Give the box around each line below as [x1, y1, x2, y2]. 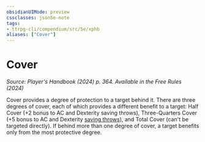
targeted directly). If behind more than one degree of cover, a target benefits [6, 122, 199, 130]
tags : [6, 20, 20, 26]
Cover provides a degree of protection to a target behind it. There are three [6, 96, 196, 104]
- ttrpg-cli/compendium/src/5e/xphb [6, 26, 100, 32]
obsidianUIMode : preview [6, 9, 70, 15]
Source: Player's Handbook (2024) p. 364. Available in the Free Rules [6, 78, 182, 85]
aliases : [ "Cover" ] [6, 32, 56, 38]
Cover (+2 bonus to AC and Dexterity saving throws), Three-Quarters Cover [6, 109, 198, 116]
